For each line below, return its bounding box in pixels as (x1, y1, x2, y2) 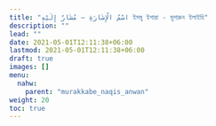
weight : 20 (9, 95, 50, 105)
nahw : (17, 79, 38, 88)
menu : (9, 71, 29, 80)
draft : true (9, 54, 53, 63)
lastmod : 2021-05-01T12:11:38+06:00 (9, 46, 145, 55)
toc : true (9, 104, 46, 113)
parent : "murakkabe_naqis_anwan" (25, 87, 149, 96)
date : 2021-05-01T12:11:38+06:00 (9, 37, 133, 47)
